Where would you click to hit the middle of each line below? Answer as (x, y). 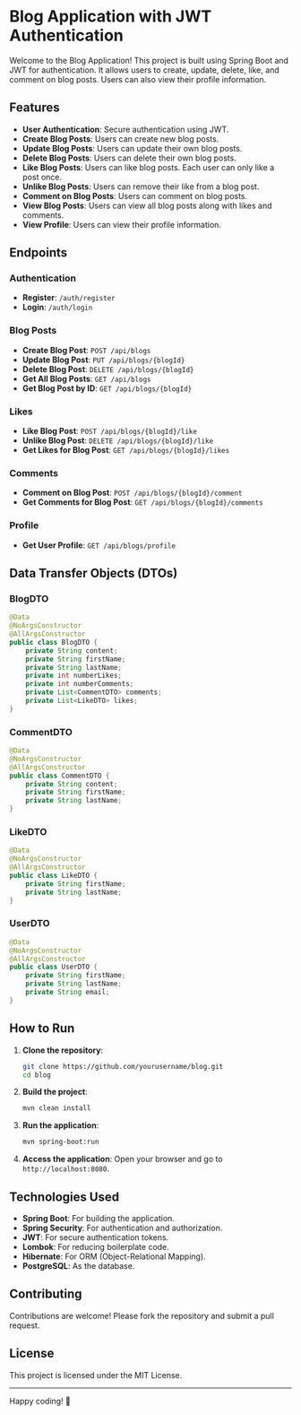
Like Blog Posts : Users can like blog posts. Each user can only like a (148, 167)
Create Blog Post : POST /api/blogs (86, 350)
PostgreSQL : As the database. (78, 1265)
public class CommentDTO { (60, 776)
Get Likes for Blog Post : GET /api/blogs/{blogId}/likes (126, 450)
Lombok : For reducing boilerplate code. (96, 1246)
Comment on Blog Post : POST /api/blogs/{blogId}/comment (132, 493)
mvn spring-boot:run (60, 1142)
